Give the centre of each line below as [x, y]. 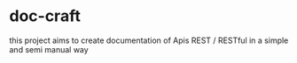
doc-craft [45, 16]
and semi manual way [49, 49]
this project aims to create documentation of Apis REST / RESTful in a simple [149, 40]
